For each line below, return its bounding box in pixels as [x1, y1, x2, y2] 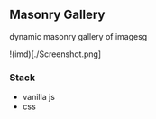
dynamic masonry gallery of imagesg [9, 31, 148, 41]
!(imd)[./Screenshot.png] [9, 49, 102, 59]
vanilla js [22, 92, 56, 103]
